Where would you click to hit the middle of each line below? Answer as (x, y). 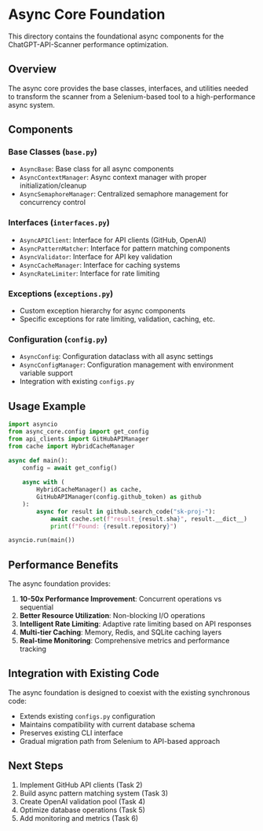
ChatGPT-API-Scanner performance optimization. (88, 44)
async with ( (44, 482)
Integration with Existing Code (84, 674)
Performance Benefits (64, 564)
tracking (33, 649)
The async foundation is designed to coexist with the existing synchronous (129, 692)
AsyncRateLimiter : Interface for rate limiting (89, 273)
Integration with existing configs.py (77, 382)
